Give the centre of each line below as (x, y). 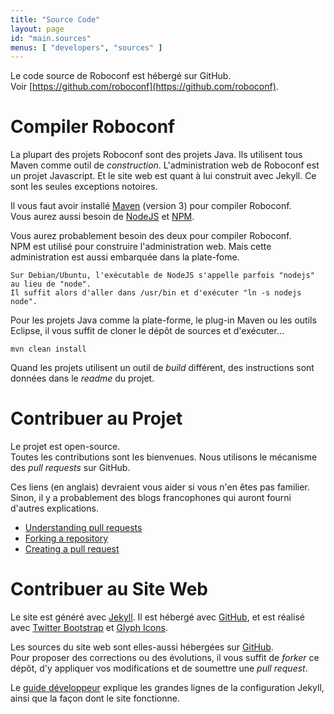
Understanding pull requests (83, 528)
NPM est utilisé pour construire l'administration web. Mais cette (141, 247)
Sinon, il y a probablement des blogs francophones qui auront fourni (151, 498)
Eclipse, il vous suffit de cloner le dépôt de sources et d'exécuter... (147, 331)
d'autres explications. (54, 508)
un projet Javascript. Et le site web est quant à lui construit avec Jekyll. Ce (163, 176)
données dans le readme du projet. (82, 378)
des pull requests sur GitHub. (70, 468)
